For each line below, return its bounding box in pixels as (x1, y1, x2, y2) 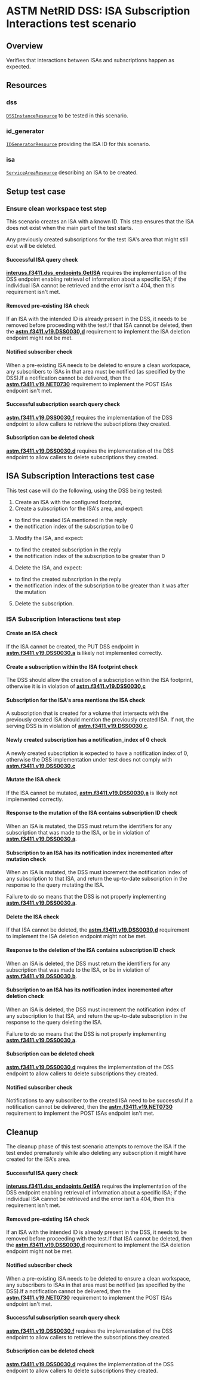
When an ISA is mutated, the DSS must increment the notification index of (6, 869, 188, 876)
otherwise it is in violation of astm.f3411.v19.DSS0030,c (6, 683, 146, 690)
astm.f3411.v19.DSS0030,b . (6, 972, 78, 979)
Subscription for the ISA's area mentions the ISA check (6, 696, 145, 703)
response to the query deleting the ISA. (6, 1018, 103, 1026)
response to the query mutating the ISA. (6, 881, 104, 888)
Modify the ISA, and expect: (14, 534, 84, 541)
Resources (6, 80, 47, 90)
